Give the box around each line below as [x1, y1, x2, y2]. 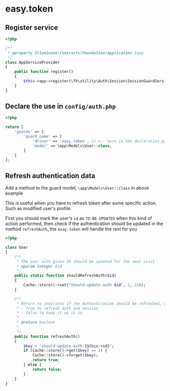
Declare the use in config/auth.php [5, 102, 116, 111]
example [5, 190, 23, 196]
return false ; [32, 367, 62, 372]
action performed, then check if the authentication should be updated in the [5, 221, 163, 227]
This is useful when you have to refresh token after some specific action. [5, 200, 157, 206]
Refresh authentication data [5, 171, 96, 180]
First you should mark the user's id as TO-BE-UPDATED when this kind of [5, 215, 152, 222]
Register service [5, 23, 58, 32]
